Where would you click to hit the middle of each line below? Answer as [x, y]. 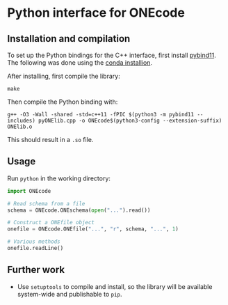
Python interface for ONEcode [96, 13]
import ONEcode [29, 191]
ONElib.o [20, 127]
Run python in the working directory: [59, 178]
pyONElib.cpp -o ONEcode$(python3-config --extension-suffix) [130, 120]
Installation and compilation [69, 39]
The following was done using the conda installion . [80, 63]
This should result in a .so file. [50, 140]
